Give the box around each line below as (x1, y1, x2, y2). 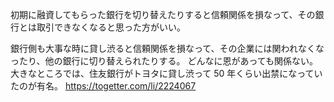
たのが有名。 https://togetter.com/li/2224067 (10, 80, 197, 92)
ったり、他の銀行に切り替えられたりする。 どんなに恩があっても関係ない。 (10, 55, 318, 67)
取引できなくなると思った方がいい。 (36, 21, 186, 33)
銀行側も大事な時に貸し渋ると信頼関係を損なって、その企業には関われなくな (10, 43, 325, 54)
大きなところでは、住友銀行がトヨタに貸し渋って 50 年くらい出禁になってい (10, 68, 323, 79)
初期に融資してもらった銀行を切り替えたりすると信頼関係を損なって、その (10, 9, 316, 20)
